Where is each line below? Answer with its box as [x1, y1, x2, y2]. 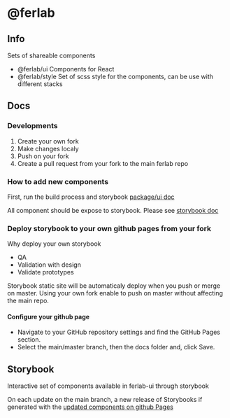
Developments [7, 121, 58, 131]
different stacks [17, 80, 63, 88]
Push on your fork [17, 152, 70, 160]
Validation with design [17, 260, 82, 269]
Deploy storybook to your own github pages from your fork [7, 223, 212, 233]
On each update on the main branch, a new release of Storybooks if [7, 396, 203, 404]
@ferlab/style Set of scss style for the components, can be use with [17, 72, 214, 81]
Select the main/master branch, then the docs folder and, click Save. [17, 343, 215, 351]
